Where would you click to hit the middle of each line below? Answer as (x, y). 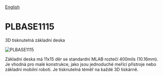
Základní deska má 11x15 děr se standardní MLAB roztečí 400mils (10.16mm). (82, 59)
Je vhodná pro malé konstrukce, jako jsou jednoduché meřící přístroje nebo (81, 64)
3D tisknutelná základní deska (35, 40)
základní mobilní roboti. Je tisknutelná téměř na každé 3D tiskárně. (72, 69)
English (12, 7)
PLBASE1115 (30, 27)
